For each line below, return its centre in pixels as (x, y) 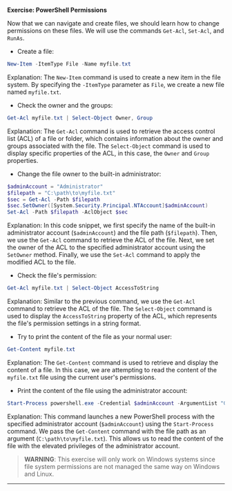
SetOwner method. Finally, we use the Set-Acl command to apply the (104, 255)
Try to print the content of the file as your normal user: (95, 337)
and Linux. (39, 474)
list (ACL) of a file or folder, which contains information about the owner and (115, 138)
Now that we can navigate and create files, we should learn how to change (113, 23)
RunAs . (16, 38)
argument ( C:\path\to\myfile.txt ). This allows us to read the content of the (115, 439)
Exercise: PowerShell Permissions (57, 10)
